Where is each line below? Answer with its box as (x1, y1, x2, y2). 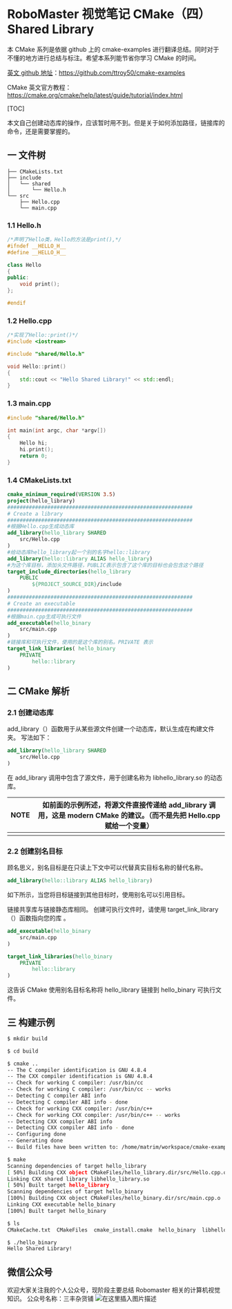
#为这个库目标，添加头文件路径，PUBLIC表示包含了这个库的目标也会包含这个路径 (7, 561, 204, 569)
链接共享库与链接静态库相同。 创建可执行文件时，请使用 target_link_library (7, 905, 219, 914)
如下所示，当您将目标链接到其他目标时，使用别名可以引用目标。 (7, 891, 188, 899)
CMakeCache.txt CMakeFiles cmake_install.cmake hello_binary (7, 1226, 196, 1234)
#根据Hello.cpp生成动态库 (7, 523, 75, 530)
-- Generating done (7, 1138, 64, 1145)
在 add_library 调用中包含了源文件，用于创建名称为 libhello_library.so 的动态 (7, 773, 223, 782)
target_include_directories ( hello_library (7, 568, 131, 575)
